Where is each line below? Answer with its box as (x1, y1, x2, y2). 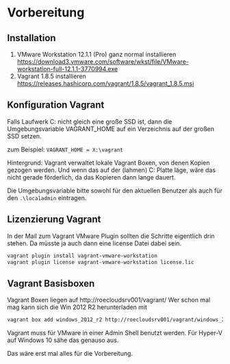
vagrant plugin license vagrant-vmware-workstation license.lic (7, 258, 194, 265)
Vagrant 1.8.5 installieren (16, 72, 87, 80)
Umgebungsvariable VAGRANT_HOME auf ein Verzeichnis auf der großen (7, 125, 214, 133)
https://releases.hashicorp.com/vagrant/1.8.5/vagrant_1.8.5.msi (16, 80, 194, 87)
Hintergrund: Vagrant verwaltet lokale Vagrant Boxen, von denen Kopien (7, 158, 210, 167)
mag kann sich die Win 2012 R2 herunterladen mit (7, 303, 147, 311)
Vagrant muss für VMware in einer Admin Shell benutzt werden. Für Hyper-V (7, 329, 222, 337)
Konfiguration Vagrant (7, 99, 105, 111)
